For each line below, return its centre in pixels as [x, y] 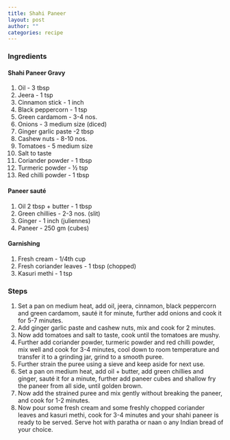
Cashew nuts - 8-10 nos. [52, 139]
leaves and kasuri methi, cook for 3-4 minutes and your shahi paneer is [118, 415]
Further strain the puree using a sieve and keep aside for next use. [111, 364]
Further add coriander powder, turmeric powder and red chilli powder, [116, 342]
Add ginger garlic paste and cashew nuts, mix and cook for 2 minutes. [117, 328]
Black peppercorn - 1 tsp [52, 109]
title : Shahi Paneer [37, 13]
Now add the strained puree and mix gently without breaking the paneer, [120, 393]
